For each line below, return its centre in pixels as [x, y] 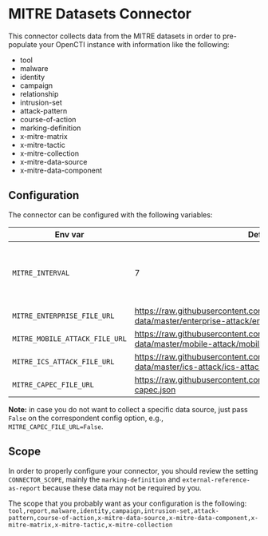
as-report [25, 488]
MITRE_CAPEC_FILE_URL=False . [56, 426]
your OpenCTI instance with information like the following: [134, 44]
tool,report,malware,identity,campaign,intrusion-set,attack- [114, 511]
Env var [69, 234]
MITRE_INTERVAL [41, 273]
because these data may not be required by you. [122, 487]
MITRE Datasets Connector [100, 14]
